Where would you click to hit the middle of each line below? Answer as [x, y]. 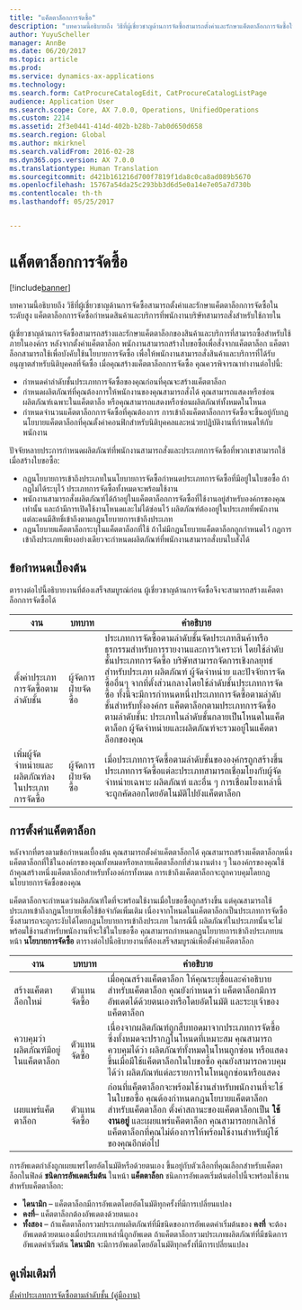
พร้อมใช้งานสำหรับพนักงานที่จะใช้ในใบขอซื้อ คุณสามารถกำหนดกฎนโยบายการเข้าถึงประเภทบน [147, 931]
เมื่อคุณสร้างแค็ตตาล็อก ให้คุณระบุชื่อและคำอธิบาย [190, 980]
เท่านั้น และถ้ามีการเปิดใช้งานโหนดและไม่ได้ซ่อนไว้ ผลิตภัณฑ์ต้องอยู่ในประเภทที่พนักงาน [151, 509]
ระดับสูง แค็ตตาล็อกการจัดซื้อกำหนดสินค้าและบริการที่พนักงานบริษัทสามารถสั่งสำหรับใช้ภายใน [145, 315]
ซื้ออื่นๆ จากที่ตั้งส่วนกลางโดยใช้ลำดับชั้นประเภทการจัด [194, 682]
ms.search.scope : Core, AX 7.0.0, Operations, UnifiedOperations [134, 110]
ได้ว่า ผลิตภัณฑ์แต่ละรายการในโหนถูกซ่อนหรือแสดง [194, 1072]
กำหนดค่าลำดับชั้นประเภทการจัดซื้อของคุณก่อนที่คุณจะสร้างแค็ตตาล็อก [124, 381]
